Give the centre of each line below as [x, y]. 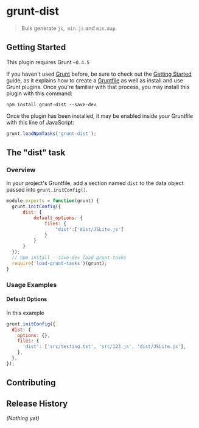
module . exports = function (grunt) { [53, 201]
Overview [21, 170]
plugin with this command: [40, 93]
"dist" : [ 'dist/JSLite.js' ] [89, 229]
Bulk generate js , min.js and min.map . [69, 28]
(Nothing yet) [23, 418]
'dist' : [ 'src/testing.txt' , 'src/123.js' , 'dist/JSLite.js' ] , [104, 347]
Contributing [31, 383]
